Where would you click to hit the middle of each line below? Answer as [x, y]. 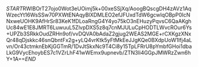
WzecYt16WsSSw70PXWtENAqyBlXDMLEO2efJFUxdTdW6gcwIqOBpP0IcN [98, 15]
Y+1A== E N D [21, 59]
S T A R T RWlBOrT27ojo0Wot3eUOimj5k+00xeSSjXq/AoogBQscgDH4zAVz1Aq [99, 9]
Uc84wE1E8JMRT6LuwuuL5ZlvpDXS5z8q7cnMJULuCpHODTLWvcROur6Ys [99, 27]
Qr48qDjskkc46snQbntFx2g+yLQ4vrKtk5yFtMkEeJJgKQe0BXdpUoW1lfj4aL [99, 40]
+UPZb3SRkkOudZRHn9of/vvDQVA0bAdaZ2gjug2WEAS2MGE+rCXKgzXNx [99, 34]
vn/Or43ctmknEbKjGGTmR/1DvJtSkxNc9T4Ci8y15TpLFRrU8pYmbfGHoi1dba [99, 46]
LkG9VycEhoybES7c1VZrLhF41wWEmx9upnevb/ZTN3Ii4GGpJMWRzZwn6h [99, 52]
